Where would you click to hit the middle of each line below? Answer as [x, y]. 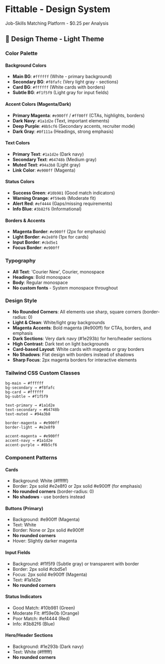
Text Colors [18, 143]
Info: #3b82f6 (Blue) [34, 624]
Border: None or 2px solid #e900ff [48, 530]
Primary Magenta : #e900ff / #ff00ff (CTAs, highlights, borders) [78, 115]
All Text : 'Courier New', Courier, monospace [58, 272]
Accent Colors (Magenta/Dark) [38, 104]
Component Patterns [31, 458]
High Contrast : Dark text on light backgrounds [61, 344]
